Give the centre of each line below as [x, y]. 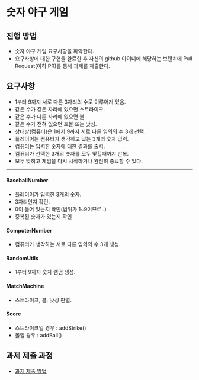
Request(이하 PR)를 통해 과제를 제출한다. [62, 66]
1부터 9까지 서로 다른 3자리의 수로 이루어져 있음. [70, 102]
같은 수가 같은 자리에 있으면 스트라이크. [60, 109]
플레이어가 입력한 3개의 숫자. [48, 194]
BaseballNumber [27, 181]
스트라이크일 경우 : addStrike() [50, 328]
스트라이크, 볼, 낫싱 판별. [43, 300]
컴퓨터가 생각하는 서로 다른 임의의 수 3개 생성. [68, 244]
